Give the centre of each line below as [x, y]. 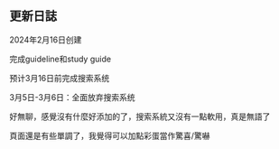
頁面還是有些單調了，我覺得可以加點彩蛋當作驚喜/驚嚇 [110, 135]
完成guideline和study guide [60, 59]
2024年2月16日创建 [46, 40]
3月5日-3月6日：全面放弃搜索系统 [72, 97]
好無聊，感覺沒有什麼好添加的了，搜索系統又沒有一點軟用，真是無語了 [140, 116]
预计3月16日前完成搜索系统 [60, 78]
